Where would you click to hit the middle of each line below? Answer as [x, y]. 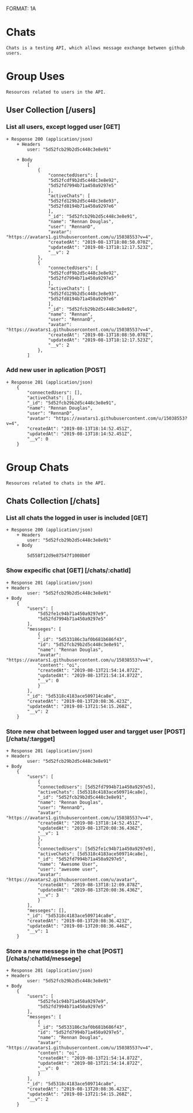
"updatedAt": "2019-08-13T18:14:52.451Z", [80, 434]
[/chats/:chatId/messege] [44, 958]
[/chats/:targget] [31, 739]
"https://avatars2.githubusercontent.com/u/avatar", [72, 880]
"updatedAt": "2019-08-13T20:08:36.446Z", [80, 926]
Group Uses [35, 77]
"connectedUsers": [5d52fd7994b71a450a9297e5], [97, 787]
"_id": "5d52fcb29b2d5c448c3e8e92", [93, 309]
